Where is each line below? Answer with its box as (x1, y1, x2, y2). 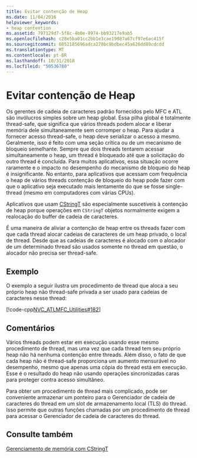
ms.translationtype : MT (6, 47, 65, 53)
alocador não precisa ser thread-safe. (6, 249, 98, 256)
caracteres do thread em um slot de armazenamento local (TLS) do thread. (6, 400, 188, 407)
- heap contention (6, 25, 51, 31)
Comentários (6, 323, 55, 333)
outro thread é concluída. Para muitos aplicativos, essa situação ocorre (6, 158, 178, 165)
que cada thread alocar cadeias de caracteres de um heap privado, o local (6, 230, 187, 238)
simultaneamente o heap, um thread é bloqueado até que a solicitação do (6, 152, 185, 159)
